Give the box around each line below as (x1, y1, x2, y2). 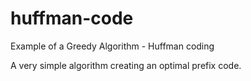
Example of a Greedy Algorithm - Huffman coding (10, 40, 215, 52)
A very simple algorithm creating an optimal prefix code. (10, 59, 242, 71)
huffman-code (10, 7, 134, 30)
